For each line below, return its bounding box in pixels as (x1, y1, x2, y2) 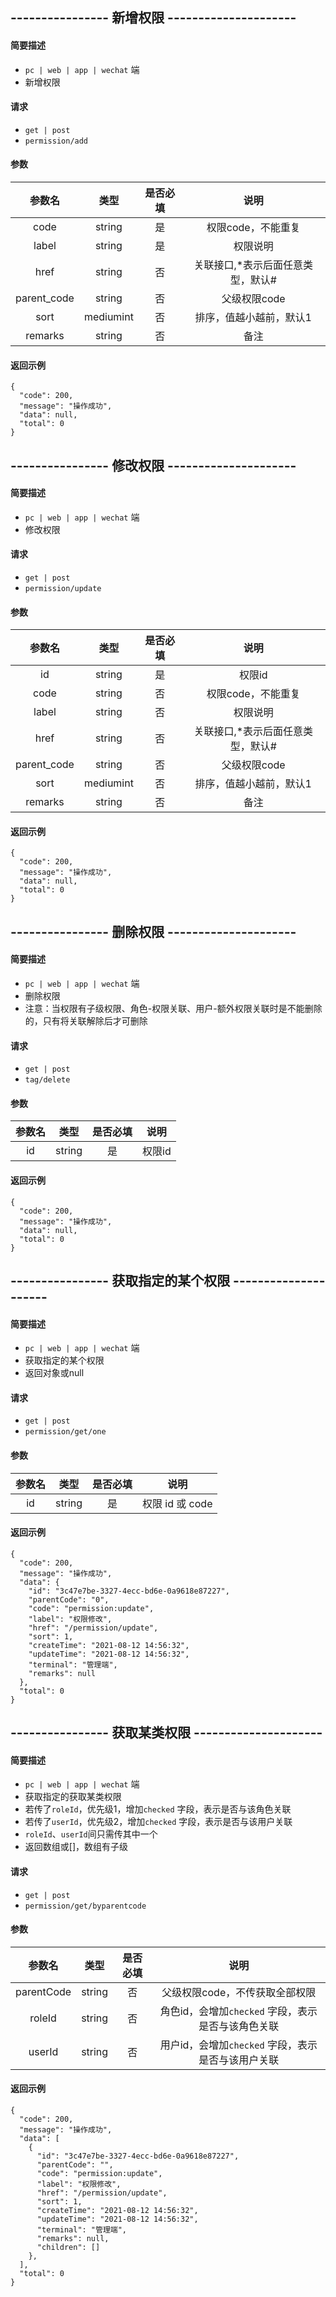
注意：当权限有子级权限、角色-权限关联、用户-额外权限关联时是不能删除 (24, 1003, 323, 1014)
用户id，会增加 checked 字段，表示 (159, 2038, 318, 2052)
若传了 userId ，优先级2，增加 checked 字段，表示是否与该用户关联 (24, 1816, 293, 1828)
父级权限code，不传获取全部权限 (161, 1985, 317, 1999)
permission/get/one (24, 1427, 107, 1437)
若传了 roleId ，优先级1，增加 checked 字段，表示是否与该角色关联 (24, 1803, 292, 1815)
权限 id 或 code (142, 1496, 213, 1510)
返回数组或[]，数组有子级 (24, 1841, 129, 1853)
